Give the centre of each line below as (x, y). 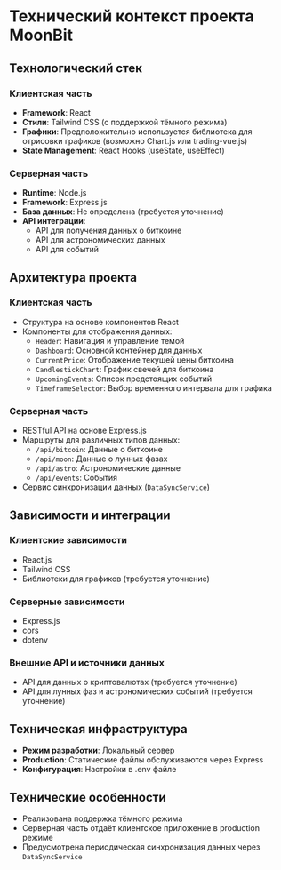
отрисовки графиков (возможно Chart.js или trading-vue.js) (135, 140)
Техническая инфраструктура (99, 729)
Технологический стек (76, 68)
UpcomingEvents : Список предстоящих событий (124, 379)
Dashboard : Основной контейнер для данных (119, 350)
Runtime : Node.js (54, 193)
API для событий (67, 250)
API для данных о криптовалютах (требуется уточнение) (129, 682)
